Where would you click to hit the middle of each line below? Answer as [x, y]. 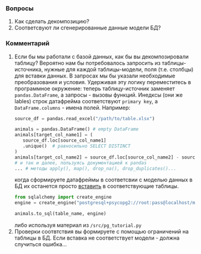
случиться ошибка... [41, 244]
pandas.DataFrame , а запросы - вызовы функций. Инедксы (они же [98, 95]
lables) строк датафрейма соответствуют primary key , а [86, 101]
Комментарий [27, 43]
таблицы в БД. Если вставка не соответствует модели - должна [97, 238]
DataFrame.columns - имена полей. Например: [72, 107]
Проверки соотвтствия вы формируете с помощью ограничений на [101, 232]
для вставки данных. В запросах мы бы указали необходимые [95, 76]
